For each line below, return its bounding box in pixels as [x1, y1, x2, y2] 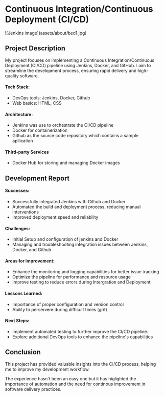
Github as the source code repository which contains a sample [12, 133, 139, 139]
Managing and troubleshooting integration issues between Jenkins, [12, 241, 148, 248]
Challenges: [5, 225, 30, 231]
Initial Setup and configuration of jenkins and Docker [12, 236, 118, 242]
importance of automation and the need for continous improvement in [5, 381, 146, 387]
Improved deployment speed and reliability [12, 214, 99, 220]
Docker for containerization [12, 127, 68, 133]
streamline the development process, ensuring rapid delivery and [5, 68, 137, 73]
